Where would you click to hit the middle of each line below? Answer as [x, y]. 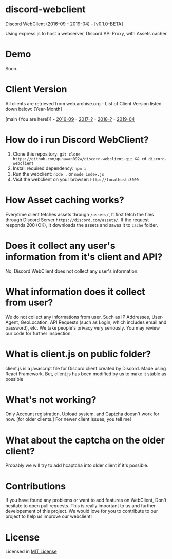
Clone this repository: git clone [46, 154]
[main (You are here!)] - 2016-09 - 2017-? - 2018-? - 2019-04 [70, 119]
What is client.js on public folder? [78, 354]
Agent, [12, 322]
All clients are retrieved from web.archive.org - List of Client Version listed [83, 103]
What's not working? [51, 400]
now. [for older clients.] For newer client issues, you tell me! [68, 419]
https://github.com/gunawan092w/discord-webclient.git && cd [80, 159]
